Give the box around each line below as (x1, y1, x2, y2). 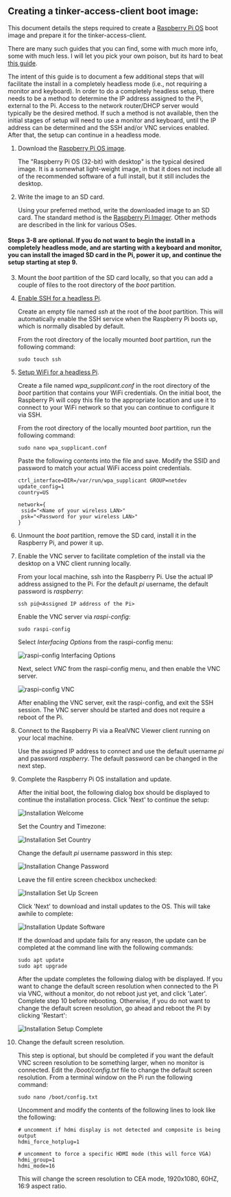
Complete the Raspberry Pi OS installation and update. (17, 775, 172, 783)
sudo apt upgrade (17, 963, 68, 970)
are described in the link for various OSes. (17, 220, 137, 229)
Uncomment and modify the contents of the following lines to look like (17, 1106, 216, 1114)
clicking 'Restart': (17, 1011, 67, 1020)
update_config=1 (17, 483, 64, 490)
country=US (17, 490, 49, 496)
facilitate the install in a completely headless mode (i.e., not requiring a (8, 79, 208, 88)
